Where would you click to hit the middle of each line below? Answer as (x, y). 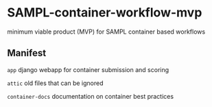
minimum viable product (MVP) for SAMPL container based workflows (106, 32)
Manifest (27, 53)
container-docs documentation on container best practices (90, 96)
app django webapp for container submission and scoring (88, 69)
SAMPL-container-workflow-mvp (105, 13)
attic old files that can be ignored (56, 83)
